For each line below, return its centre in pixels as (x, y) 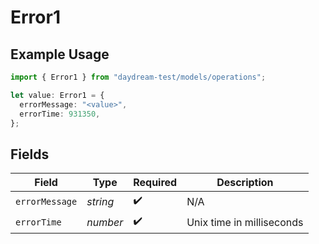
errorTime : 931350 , (60, 114)
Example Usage (60, 54)
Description (245, 183)
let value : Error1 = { (57, 95)
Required (155, 183)
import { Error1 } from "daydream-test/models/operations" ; (138, 77)
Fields (30, 154)
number (105, 222)
